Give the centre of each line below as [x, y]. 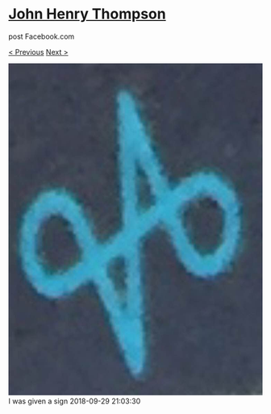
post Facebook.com [42, 36]
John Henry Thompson [88, 14]
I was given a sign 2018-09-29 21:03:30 [75, 401]
